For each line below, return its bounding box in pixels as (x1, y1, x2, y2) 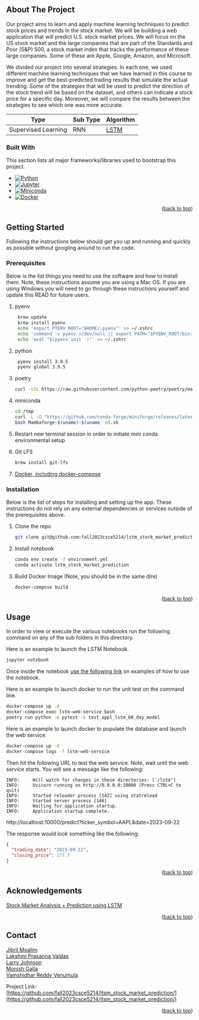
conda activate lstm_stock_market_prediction (14, 562, 129, 568)
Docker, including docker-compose (14, 470, 101, 477)
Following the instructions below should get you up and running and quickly (6, 237, 191, 245)
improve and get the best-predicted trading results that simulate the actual (6, 76, 188, 83)
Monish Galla (6, 965, 38, 972)
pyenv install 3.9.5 (17, 358, 68, 364)
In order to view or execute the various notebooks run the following (6, 628, 171, 635)
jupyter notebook (6, 657, 49, 663)
